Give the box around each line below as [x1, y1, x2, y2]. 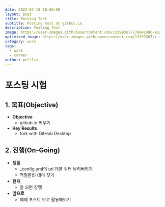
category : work [5, 39, 36, 44]
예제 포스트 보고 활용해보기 [19, 197, 71, 203]
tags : [5, 44, 16, 48]
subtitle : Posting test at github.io [5, 21, 82, 26]
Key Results [12, 125, 37, 131]
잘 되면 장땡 [19, 184, 42, 190]
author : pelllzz [5, 57, 38, 62]
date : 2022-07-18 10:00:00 [5, 7, 60, 12]
